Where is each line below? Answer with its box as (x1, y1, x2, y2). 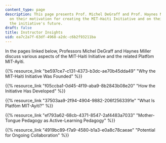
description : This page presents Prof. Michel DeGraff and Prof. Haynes (5, 12, 158, 17)
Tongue (5, 117, 21, 123)
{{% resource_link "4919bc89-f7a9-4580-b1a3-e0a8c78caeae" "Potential (5, 127, 156, 133)
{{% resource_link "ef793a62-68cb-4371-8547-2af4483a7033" (5, 112, 135, 118)
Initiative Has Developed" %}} (5, 88, 66, 94)
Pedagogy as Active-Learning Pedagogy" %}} (21, 117, 116, 123)
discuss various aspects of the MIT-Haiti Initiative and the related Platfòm (5, 53, 154, 59)
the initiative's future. (9, 21, 63, 26)
